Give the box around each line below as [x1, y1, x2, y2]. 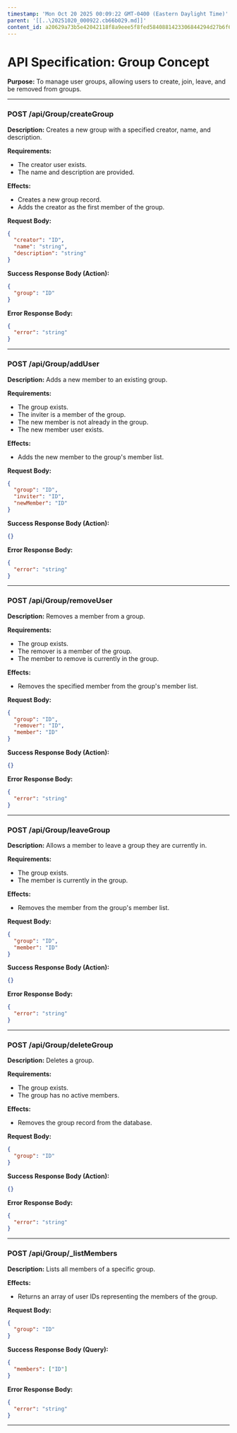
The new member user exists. [17, 425, 104, 434]
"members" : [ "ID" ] [13, 1366, 68, 1373]
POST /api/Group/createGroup [7, 109, 114, 119]
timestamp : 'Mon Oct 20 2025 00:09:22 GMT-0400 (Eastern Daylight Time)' [7, 10, 229, 18]
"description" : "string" [13, 250, 87, 257]
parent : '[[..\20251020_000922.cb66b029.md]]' [7, 17, 147, 24]
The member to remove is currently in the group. [17, 654, 159, 662]
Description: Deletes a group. [7, 1056, 95, 1065]
